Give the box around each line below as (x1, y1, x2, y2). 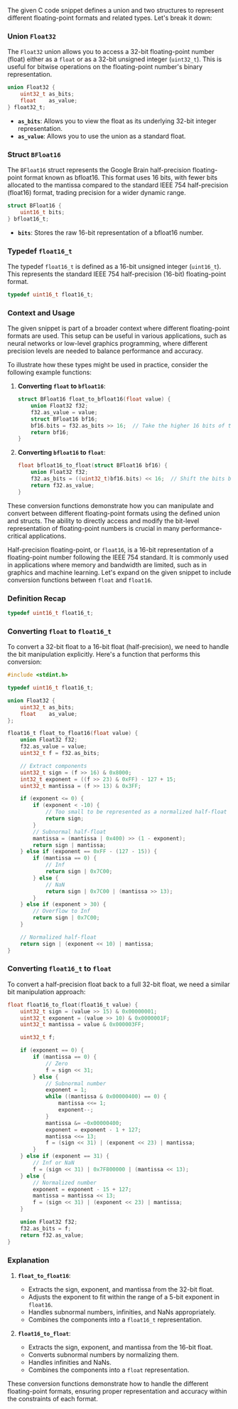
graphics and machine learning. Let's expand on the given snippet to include (7, 568, 232, 576)
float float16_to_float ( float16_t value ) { (7, 1001, 139, 1008)
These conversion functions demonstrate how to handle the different (7, 1379, 209, 1388)
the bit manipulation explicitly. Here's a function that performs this (7, 650, 200, 659)
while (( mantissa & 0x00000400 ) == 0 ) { (45, 1093, 167, 1100)
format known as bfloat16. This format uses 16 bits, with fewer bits (23, 174, 218, 182)
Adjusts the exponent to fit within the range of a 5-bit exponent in (28, 1292, 220, 1301)
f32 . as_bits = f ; (20, 1225, 72, 1232)
